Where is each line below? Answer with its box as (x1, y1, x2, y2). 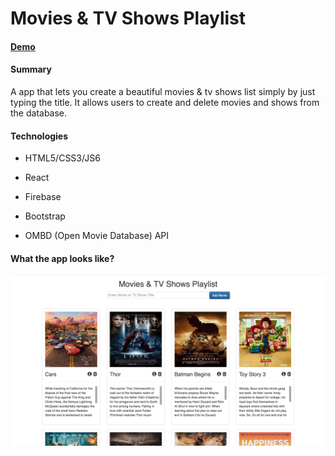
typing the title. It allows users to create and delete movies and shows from (10, 96, 320, 108)
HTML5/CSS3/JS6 (24, 152, 101, 164)
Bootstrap (24, 210, 66, 222)
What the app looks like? (10, 252, 115, 264)
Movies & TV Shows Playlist (10, 7, 247, 30)
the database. (10, 107, 68, 119)
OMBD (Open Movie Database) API (24, 230, 170, 242)
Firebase (24, 191, 62, 203)
